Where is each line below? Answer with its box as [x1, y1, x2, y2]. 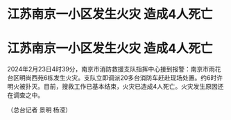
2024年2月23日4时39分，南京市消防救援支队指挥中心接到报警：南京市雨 [7, 65, 215, 74]
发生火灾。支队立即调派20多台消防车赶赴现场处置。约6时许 [53, 74, 223, 82]
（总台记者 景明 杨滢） [7, 105, 71, 114]
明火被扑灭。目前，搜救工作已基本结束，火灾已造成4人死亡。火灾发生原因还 [7, 83, 224, 91]
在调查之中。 [7, 91, 44, 99]
